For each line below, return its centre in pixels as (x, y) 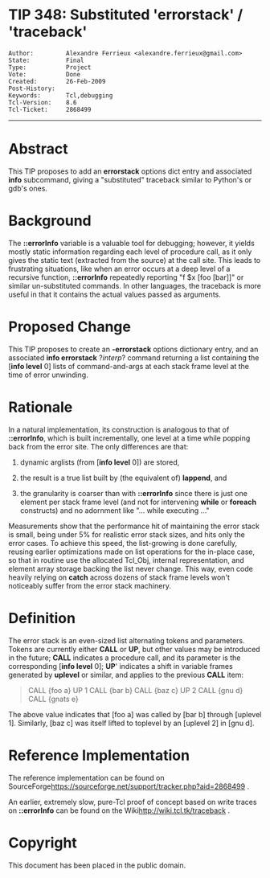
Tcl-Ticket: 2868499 (50, 109)
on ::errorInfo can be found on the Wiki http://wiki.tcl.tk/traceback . (119, 810)
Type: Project (50, 67)
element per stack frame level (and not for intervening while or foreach (138, 502)
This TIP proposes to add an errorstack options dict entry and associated (130, 171)
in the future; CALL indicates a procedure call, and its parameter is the (125, 658)
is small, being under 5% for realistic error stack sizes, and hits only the (127, 534)
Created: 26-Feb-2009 (57, 81)
